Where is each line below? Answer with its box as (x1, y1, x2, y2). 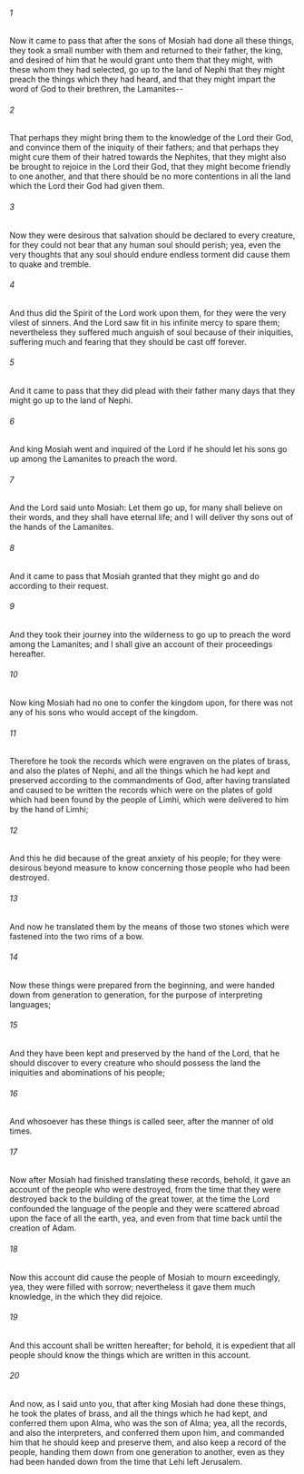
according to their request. (9, 580, 109, 591)
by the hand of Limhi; (9, 804, 89, 815)
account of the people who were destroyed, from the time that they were (9, 1184, 281, 1195)
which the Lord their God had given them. (9, 181, 165, 192)
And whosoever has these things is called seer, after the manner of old (9, 1116, 274, 1127)
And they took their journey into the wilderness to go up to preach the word (9, 629, 291, 640)
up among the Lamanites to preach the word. (9, 454, 178, 465)
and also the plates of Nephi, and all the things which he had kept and (9, 765, 270, 776)
